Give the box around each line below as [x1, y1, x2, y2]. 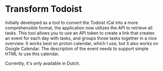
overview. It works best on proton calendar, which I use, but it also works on [5, 40, 159, 46]
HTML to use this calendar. [5, 50, 60, 57]
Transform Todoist [5, 3, 82, 15]
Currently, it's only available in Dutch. [5, 60, 80, 66]
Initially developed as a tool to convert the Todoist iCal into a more [5, 20, 139, 25]
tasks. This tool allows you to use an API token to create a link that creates [5, 30, 155, 36]
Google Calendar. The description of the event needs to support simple [5, 46, 149, 51]
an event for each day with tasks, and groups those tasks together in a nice [5, 35, 157, 41]
